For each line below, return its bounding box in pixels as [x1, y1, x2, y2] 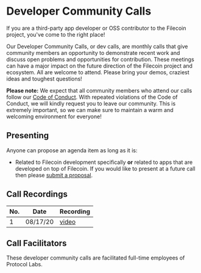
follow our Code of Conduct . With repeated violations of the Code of [6, 93, 178, 101]
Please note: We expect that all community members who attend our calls [6, 87, 192, 94]
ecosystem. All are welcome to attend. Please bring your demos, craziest [6, 68, 190, 76]
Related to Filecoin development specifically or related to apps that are [15, 158, 193, 166]
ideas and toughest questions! [6, 75, 82, 82]
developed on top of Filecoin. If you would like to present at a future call [15, 165, 196, 172]
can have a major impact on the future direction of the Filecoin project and [6, 62, 193, 69]
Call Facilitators [6, 238, 67, 248]
